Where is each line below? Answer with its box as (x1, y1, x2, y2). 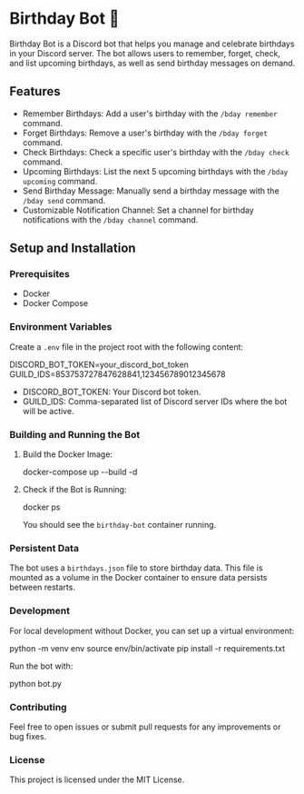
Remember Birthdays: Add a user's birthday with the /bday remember (22, 108, 279, 119)
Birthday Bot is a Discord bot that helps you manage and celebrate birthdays (9, 38, 295, 49)
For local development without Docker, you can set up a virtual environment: (9, 625, 295, 636)
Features (9, 84, 61, 99)
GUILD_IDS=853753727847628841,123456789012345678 (9, 368, 226, 380)
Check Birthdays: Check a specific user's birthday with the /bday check (22, 146, 289, 157)
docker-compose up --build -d (22, 467, 138, 478)
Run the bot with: (9, 660, 74, 671)
